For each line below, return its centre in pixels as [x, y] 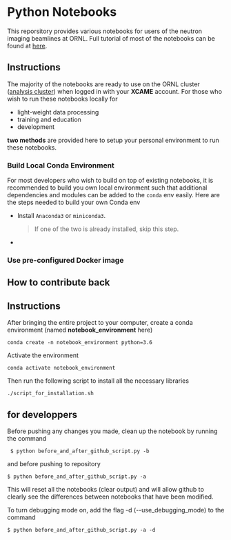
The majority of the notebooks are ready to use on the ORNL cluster [103, 84]
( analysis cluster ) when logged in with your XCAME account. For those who [115, 91]
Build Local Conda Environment [61, 165]
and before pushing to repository [54, 463]
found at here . [27, 46]
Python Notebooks [62, 12]
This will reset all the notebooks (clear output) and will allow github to [106, 489]
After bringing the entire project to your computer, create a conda [100, 323]
